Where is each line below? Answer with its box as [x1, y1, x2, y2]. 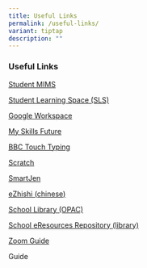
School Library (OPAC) [8, 204, 83, 214]
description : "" [8, 34, 63, 43]
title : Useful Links [8, 11, 78, 20]
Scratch [8, 157, 35, 167]
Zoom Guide [8, 236, 50, 245]
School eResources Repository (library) [8, 220, 139, 230]
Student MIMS [8, 79, 57, 89]
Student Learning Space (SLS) [8, 94, 110, 105]
